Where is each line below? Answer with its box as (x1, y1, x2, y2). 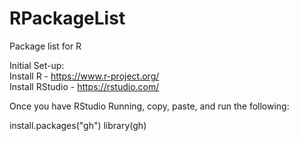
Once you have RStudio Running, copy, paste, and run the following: (9, 100, 290, 112)
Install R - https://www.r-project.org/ (9, 70, 160, 82)
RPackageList (9, 7, 126, 30)
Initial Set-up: (9, 59, 65, 71)
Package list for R (9, 40, 82, 52)
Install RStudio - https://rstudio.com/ (9, 80, 160, 92)
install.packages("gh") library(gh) (9, 119, 147, 131)
